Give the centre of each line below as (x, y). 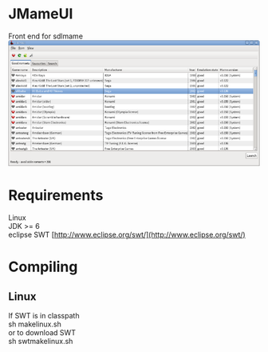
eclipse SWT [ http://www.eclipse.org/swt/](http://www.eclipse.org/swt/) (127, 235)
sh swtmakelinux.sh (41, 342)
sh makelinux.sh (35, 324)
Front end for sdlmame (46, 36)
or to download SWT (42, 333)
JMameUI (41, 14)
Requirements (56, 196)
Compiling (43, 267)
